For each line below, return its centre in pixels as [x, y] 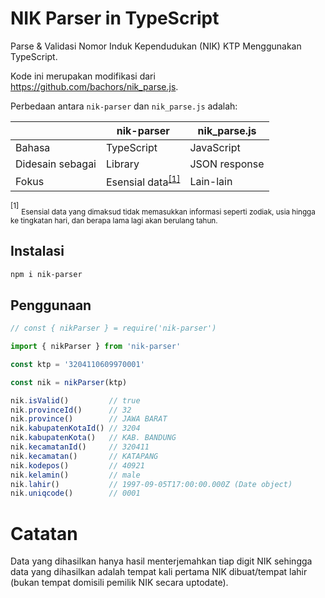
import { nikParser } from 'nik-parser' [96, 347]
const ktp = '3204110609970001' [77, 364]
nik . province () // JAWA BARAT [89, 419]
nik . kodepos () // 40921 [77, 465]
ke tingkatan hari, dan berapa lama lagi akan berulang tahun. [114, 220]
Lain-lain [211, 181]
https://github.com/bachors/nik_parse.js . [94, 86]
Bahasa [33, 147]
